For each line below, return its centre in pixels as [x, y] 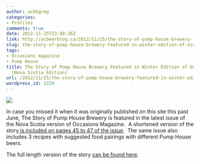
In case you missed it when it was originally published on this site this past [97, 111]
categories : [21, 17]
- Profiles [20, 23]
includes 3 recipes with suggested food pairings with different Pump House [99, 137]
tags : [13, 51]
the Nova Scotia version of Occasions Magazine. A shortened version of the [100, 124]
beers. [14, 143]
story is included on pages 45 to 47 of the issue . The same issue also [92, 130]
